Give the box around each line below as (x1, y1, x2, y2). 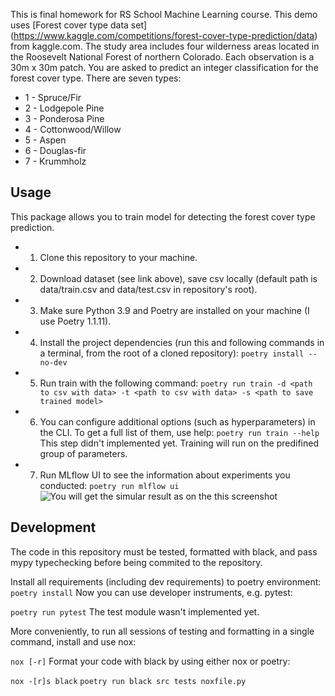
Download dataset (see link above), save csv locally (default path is (39, 272, 318, 284)
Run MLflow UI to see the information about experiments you (39, 469, 291, 481)
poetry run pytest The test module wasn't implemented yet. (10, 605, 260, 618)
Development (10, 519, 97, 536)
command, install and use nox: (10, 635, 137, 648)
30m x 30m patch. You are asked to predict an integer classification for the (10, 62, 319, 73)
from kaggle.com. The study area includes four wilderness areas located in (10, 40, 320, 52)
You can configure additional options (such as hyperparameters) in (39, 415, 316, 428)
